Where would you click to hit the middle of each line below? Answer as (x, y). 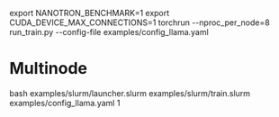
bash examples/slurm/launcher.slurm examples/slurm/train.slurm (130, 93)
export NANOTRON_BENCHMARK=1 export (90, 13)
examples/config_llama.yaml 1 (65, 103)
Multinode (49, 69)
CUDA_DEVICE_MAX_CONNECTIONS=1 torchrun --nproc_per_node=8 (139, 22)
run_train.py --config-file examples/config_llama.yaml (109, 32)
